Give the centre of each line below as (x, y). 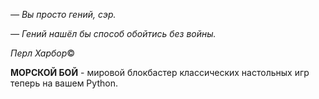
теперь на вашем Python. (64, 83)
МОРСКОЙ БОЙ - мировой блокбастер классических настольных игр (160, 72)
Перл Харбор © (43, 53)
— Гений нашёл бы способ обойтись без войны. (113, 33)
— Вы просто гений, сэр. (63, 14)
